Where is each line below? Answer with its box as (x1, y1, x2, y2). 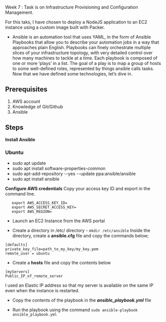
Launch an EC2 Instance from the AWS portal (12, 218, 105, 224)
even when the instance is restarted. (5, 287, 80, 293)
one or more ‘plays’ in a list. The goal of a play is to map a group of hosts (12, 61, 161, 66)
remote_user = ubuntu (5, 251, 50, 256)
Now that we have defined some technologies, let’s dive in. (12, 71, 133, 76)
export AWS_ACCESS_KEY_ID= (11, 200, 68, 205)
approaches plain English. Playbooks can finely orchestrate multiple (12, 45, 151, 50)
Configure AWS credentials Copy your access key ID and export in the (5, 186, 151, 192)
